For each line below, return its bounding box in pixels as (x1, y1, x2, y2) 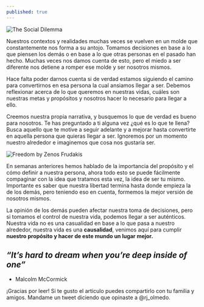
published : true (6, 9, 47, 15)
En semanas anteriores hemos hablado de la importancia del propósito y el (6, 162, 194, 169)
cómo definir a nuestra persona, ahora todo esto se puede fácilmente (6, 169, 181, 176)
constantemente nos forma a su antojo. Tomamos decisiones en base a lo (6, 44, 192, 51)
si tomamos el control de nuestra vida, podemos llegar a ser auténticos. (6, 213, 186, 220)
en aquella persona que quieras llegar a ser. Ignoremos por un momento (6, 132, 188, 139)
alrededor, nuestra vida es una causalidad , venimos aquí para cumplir (6, 226, 182, 233)
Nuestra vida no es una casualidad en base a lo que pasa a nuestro (6, 219, 175, 227)
